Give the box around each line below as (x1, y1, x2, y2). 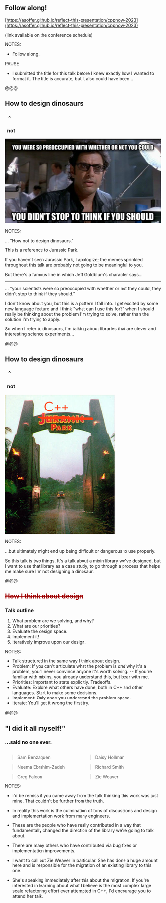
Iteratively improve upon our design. (12, 639, 86, 645)
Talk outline (5, 607, 34, 614)
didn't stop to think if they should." (5, 291, 75, 297)
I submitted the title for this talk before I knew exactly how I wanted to (12, 70, 154, 76)
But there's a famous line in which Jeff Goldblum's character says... (5, 272, 143, 278)
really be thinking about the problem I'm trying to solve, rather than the (5, 311, 149, 317)
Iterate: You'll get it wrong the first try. (12, 700, 90, 706)
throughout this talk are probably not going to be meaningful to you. (5, 262, 143, 268)
